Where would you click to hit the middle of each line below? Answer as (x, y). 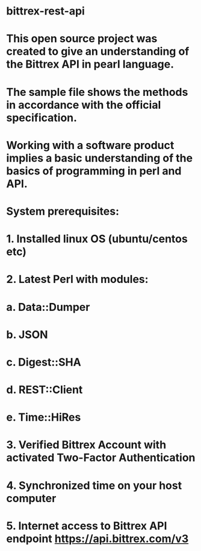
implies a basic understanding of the (100, 158)
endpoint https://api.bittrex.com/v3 (97, 539)
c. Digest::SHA (44, 362)
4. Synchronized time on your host (94, 486)
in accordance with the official (84, 105)
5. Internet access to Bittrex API (87, 526)
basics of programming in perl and (94, 171)
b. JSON (27, 335)
